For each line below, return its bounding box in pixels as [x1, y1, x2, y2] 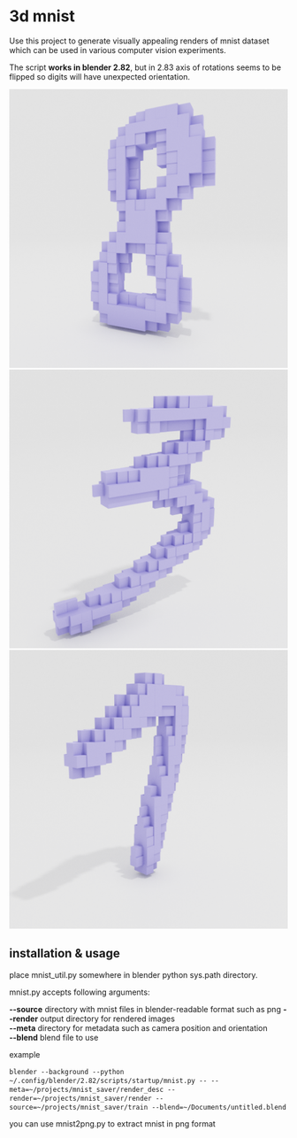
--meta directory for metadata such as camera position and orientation [9, 1022, 268, 1033]
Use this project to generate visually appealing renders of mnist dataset [9, 35, 270, 46]
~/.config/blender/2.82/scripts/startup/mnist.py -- [9, 1076, 208, 1085]
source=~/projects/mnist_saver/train [9, 1103, 148, 1111]
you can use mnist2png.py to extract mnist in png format [9, 1118, 217, 1129]
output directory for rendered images [39, 1013, 175, 1024]
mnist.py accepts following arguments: [9, 987, 150, 997]
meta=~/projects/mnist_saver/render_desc [9, 1085, 164, 1094]
